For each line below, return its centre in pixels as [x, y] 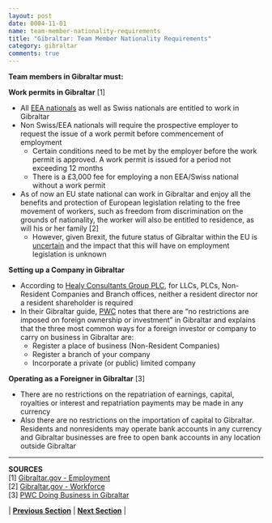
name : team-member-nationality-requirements [85, 31]
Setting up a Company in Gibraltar [67, 270]
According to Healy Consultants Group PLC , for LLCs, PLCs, [120, 285]
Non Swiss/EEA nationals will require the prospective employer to [129, 125]
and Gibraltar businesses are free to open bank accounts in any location [140, 437]
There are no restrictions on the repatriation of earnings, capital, [127, 394]
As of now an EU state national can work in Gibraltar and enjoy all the [135, 194]
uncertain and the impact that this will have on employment [131, 245]
